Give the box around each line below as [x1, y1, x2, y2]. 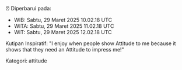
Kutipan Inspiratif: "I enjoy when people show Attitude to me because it [5, 40, 176, 47]
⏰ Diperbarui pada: [5, 5, 52, 12]
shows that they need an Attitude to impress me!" [5, 46, 124, 53]
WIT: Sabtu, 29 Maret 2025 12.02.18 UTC [13, 29, 112, 35]
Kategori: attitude [5, 57, 47, 64]
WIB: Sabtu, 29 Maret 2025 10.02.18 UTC [13, 17, 112, 23]
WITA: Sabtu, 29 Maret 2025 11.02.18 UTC [13, 23, 114, 30]
